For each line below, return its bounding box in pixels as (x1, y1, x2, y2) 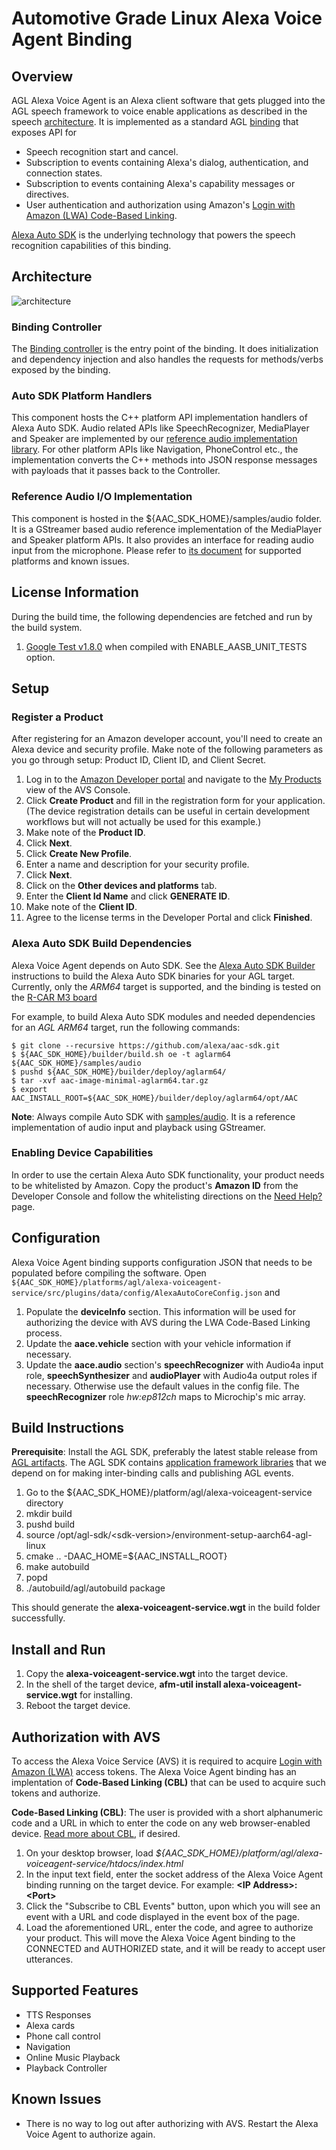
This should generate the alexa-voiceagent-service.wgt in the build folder (11, 1602, 321, 1614)
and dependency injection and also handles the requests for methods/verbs (11, 353, 324, 366)
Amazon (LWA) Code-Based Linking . (25, 210, 178, 221)
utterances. (25, 1953, 74, 1966)
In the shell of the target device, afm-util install (25, 1678, 222, 1691)
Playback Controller (25, 2062, 108, 2074)
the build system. (11, 621, 83, 633)
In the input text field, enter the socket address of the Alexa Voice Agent (25, 1868, 324, 1881)
